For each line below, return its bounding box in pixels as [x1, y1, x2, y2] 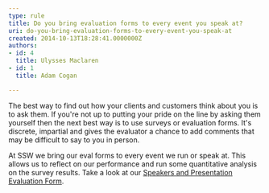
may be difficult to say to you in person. [8, 134, 140, 145]
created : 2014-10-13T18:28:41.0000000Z [8, 34, 143, 43]
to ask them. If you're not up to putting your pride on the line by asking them [8, 109, 262, 119]
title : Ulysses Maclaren [15, 57, 99, 65]
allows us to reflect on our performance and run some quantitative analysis [8, 158, 258, 169]
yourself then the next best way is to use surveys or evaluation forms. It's [8, 117, 252, 127]
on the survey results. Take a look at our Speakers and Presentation [8, 167, 234, 177]
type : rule [8, 11, 45, 20]
